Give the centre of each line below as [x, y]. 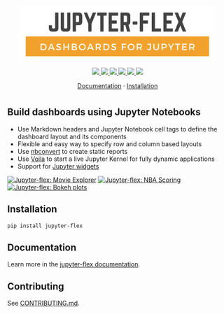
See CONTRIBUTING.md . [43, 304]
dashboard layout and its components [72, 136]
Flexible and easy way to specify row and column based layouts [110, 144]
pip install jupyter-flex [45, 226]
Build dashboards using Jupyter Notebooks [104, 112]
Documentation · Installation [118, 86]
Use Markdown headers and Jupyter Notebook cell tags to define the [117, 129]
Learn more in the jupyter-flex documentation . [74, 264]
